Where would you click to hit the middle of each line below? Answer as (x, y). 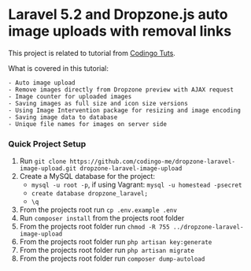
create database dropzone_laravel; (89, 194)
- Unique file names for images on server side (88, 124)
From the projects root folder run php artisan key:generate (116, 242)
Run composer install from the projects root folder (102, 218)
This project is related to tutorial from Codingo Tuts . (92, 53)
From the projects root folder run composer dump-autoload (112, 258)
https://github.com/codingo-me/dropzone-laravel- (153, 162)
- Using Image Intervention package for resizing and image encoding (125, 110)
